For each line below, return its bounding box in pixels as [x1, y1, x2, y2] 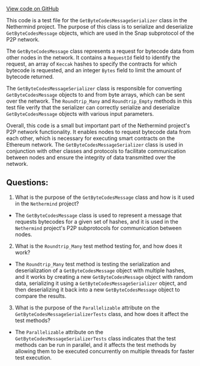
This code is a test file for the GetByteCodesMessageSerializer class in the [6, 17, 187, 23]
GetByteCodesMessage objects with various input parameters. [6, 111, 154, 117]
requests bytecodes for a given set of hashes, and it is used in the [14, 218, 178, 225]
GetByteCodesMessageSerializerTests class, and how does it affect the [14, 310, 189, 317]
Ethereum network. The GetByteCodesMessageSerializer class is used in [6, 141, 183, 148]
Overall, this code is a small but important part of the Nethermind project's [6, 122, 190, 129]
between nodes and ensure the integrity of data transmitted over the [6, 154, 176, 161]
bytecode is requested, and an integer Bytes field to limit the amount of [6, 67, 182, 74]
